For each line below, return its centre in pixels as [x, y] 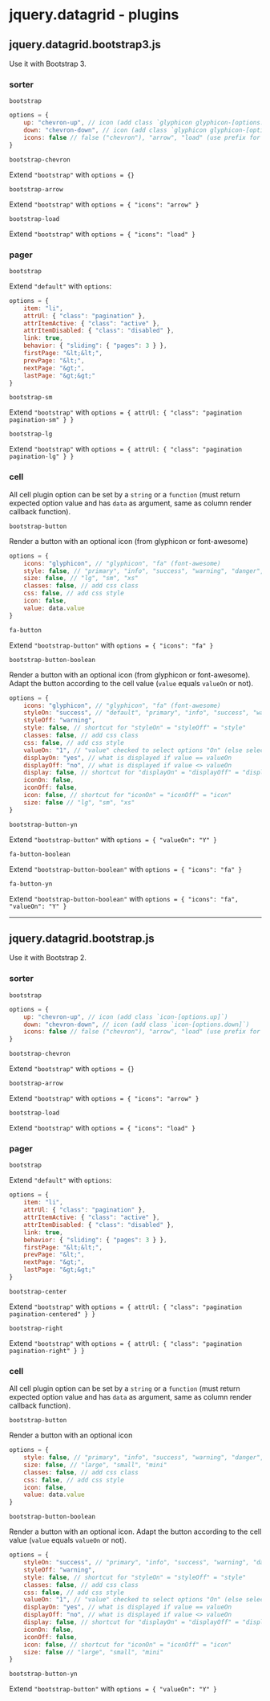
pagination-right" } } [47, 1351]
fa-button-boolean [40, 854]
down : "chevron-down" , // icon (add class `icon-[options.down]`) [137, 1024]
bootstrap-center [38, 1291]
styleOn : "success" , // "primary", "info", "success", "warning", [137, 1563]
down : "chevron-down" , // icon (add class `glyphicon [115, 130]
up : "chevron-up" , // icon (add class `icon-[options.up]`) [126, 1017]
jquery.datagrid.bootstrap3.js [85, 45]
